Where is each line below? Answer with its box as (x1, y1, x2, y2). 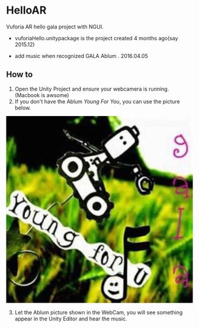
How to (6, 69, 33, 80)
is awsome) (41, 91, 69, 98)
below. (14, 104, 31, 111)
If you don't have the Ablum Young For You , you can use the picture (14, 98, 181, 105)
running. (149, 85, 169, 92)
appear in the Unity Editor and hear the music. (14, 315, 127, 322)
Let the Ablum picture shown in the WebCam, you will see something (14, 308, 183, 316)
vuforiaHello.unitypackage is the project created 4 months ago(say (14, 34, 179, 41)
